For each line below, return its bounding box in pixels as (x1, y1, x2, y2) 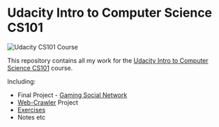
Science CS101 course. (7, 63, 73, 72)
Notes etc (17, 113, 46, 121)
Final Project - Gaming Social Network (17, 91, 128, 99)
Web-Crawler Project (17, 98, 79, 106)
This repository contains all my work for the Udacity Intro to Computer (7, 56, 209, 64)
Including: (7, 77, 36, 85)
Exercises (17, 105, 46, 114)
